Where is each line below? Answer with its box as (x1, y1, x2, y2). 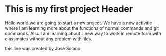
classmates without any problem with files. (5, 36, 93, 42)
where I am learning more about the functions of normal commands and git (5, 25, 159, 31)
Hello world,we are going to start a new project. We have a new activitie (5, 20, 152, 26)
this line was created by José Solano (5, 45, 81, 51)
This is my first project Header (5, 3, 133, 15)
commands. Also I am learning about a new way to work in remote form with (5, 30, 161, 36)
